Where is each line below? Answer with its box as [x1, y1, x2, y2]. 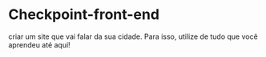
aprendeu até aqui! [8, 40, 71, 49]
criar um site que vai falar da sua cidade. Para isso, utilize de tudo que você [8, 32, 258, 41]
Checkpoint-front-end [8, 6, 160, 24]
